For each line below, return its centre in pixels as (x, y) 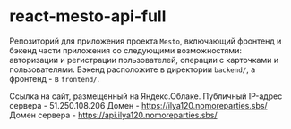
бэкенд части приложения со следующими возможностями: (125, 50)
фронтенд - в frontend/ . (55, 78)
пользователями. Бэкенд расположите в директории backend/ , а (133, 69)
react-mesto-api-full (88, 16)
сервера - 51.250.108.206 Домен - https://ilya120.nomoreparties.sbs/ (138, 105)
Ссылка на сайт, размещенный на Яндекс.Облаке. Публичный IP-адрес (146, 96)
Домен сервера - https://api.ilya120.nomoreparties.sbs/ (113, 115)
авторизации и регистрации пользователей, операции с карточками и (144, 60)
